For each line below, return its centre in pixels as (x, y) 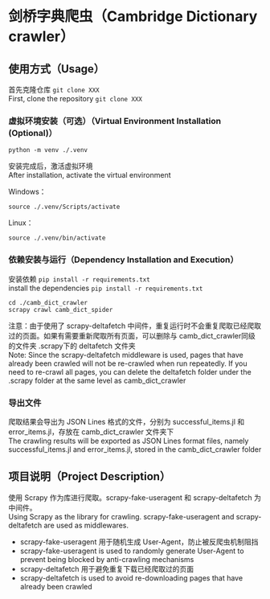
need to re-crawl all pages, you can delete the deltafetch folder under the (130, 371)
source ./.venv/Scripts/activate (64, 207)
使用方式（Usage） (57, 69)
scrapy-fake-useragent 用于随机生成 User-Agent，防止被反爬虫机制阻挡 (139, 542)
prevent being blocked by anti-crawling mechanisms (107, 559)
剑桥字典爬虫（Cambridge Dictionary (133, 16)
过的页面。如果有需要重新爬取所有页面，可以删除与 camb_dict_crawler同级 (132, 335)
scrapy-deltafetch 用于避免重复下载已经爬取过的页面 (107, 568)
